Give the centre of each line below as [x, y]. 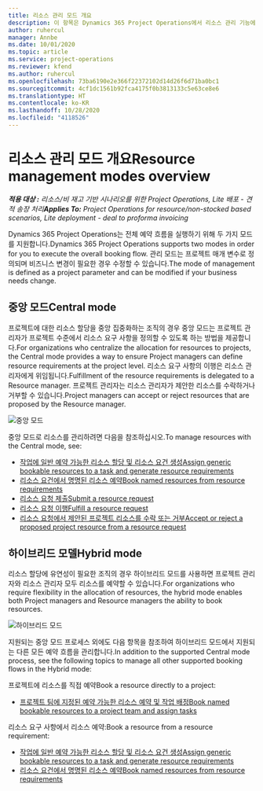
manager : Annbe [33, 37]
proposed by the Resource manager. [67, 404]
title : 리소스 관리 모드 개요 [50, 15]
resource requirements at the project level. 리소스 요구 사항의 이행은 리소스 [126, 366]
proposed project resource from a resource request [103, 527]
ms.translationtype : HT [47, 96]
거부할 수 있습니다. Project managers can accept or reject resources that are [129, 395]
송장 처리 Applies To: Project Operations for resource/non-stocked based [133, 208]
